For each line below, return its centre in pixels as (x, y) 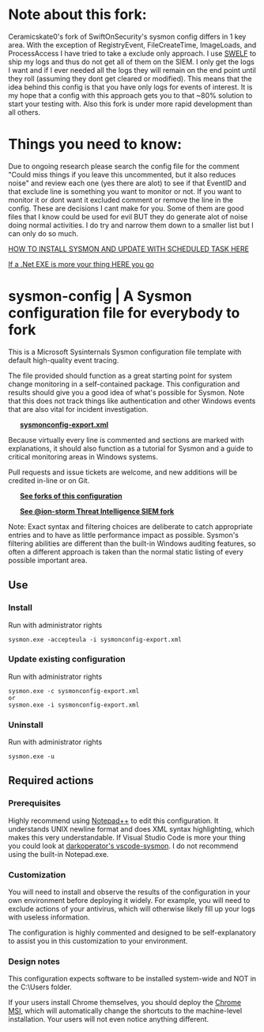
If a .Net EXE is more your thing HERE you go (81, 264)
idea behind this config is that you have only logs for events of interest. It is (130, 87)
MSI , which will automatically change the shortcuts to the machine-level (125, 1011)
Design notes (34, 962)
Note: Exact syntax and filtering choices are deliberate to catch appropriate (130, 526)
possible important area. (48, 560)
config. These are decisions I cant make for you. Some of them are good (126, 208)
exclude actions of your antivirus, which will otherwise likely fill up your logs (132, 909)
